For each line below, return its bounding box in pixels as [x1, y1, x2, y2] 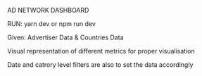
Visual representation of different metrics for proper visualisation [7, 47, 195, 55]
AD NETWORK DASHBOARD [7, 6, 89, 14]
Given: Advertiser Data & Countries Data [7, 33, 124, 42]
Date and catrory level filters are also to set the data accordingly [7, 61, 194, 69]
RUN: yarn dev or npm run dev [7, 20, 96, 27]
